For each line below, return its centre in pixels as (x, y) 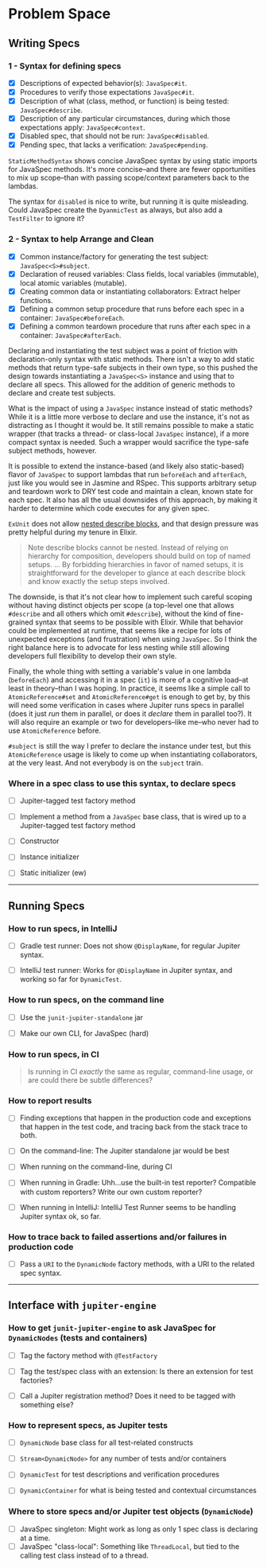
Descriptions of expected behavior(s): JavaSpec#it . (103, 83)
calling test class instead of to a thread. (84, 1555)
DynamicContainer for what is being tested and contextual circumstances (138, 1490)
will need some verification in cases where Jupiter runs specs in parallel (126, 705)
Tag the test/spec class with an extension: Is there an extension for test (136, 1371)
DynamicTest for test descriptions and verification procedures (120, 1475)
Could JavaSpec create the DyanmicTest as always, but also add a (116, 210)
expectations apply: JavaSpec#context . (82, 127)
